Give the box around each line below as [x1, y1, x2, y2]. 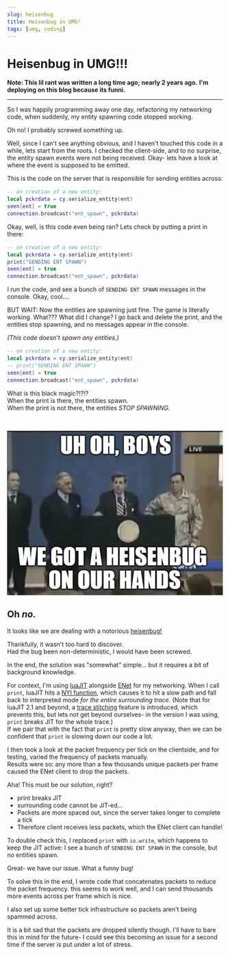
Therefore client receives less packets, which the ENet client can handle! [16, 823, 222, 831]
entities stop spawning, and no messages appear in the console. [7, 321, 189, 329]
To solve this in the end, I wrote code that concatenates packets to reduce [7, 877, 216, 885]
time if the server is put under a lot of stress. [7, 940, 132, 948]
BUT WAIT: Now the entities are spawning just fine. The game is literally [7, 306, 209, 314]
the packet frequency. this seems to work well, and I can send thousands [7, 884, 214, 893]
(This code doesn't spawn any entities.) [7, 334, 120, 342]
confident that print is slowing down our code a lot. [7, 732, 153, 740]
